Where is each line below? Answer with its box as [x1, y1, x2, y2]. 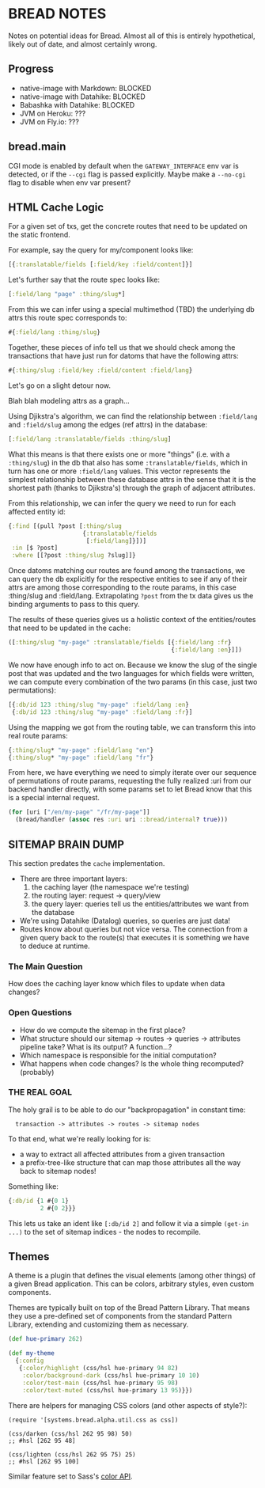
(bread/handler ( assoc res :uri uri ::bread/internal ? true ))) [15, 816, 228, 824]
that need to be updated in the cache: [8, 623, 131, 633]
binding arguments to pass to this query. [8, 599, 140, 609]
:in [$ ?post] [11, 544, 59, 552]
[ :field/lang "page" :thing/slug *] [8, 290, 126, 298]
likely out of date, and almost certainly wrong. [8, 39, 157, 48]
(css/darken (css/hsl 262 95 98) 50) [8, 1429, 133, 1437]
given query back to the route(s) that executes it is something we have [19, 932, 250, 942]
